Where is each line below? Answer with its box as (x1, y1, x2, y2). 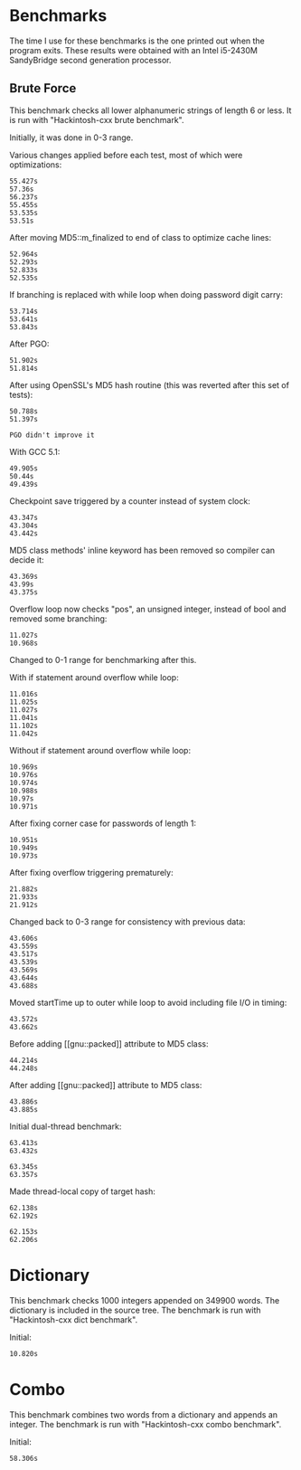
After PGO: (9, 338, 50, 349)
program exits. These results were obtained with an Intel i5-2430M (9, 44, 258, 55)
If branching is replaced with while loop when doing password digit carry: (9, 289, 283, 299)
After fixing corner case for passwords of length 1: (9, 818, 197, 829)
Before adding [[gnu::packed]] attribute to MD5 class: (9, 1038, 209, 1049)
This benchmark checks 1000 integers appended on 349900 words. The (9, 1295, 280, 1305)
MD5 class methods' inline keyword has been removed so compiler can (9, 545, 276, 555)
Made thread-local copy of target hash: (9, 1186, 156, 1197)
